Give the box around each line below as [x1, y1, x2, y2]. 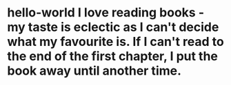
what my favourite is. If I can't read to [7, 34, 224, 49]
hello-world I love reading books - [7, 5, 205, 21]
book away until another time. [7, 63, 181, 79]
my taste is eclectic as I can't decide [7, 19, 219, 35]
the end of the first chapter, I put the [7, 49, 219, 64]
